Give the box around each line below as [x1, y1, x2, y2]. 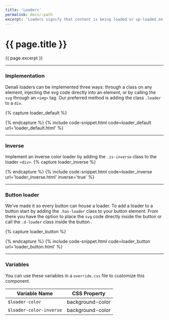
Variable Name [17, 290, 53, 297]
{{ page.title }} [5, 38, 67, 50]
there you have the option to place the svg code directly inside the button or [5, 214, 162, 220]
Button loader [5, 191, 39, 198]
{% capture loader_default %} [5, 109, 67, 116]
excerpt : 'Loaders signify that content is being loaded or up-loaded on [5, 17, 163, 22]
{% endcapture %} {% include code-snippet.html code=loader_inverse [5, 168, 152, 174]
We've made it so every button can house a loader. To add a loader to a [5, 203, 153, 209]
